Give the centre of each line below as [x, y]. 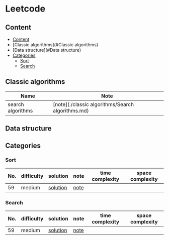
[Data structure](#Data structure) [47, 50]
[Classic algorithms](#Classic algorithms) [55, 45]
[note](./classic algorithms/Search [93, 104]
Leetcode [25, 9]
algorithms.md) [71, 110]
